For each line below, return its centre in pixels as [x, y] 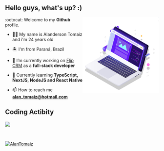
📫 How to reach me [32, 90]
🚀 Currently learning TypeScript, [45, 75]
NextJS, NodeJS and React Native [47, 80]
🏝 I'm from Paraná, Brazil [38, 49]
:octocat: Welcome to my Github [38, 19]
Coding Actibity [30, 112]
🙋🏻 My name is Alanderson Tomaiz [47, 34]
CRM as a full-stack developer [43, 66]
